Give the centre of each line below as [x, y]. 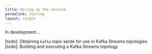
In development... [22, 32]
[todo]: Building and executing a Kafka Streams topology [61, 47]
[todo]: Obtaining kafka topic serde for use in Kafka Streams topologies [76, 41]
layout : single [20, 18]
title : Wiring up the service [36, 9]
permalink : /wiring [25, 14]
